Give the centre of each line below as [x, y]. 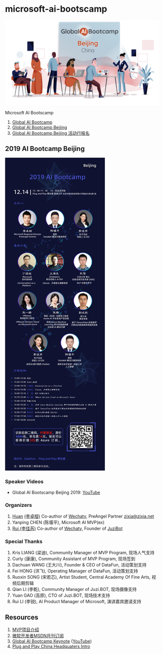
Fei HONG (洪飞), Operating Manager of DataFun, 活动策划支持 [75, 571]
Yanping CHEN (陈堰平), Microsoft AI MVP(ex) [58, 522]
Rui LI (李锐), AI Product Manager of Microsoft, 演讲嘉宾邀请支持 [77, 602]
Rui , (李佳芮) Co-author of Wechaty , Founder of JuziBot [67, 528]
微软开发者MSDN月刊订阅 [38, 636]
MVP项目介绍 [26, 630]
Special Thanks [24, 541]
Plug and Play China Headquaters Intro [51, 647]
